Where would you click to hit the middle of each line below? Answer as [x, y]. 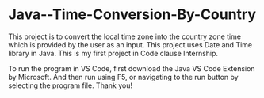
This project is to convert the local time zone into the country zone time [125, 36]
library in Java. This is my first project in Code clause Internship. [113, 53]
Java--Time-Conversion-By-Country [132, 15]
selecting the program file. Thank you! [71, 85]
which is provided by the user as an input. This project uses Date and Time [130, 44]
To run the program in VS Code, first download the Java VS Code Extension [132, 68]
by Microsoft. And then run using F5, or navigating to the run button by [124, 77]
